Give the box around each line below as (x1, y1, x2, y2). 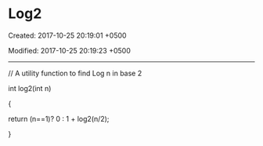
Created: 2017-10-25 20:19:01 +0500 (8, 31, 127, 40)
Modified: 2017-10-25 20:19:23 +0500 (8, 46, 131, 55)
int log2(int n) (8, 83, 52, 93)
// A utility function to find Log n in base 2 (8, 68, 142, 78)
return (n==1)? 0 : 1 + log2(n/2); (8, 114, 110, 123)
